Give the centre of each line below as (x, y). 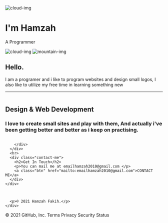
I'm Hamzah (30, 28)
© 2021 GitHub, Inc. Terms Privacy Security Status (57, 215)
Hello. (14, 67)
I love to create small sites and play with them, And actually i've (84, 123)
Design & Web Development (49, 109)
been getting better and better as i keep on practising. (72, 130)
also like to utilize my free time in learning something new (64, 84)
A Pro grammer (20, 41)
